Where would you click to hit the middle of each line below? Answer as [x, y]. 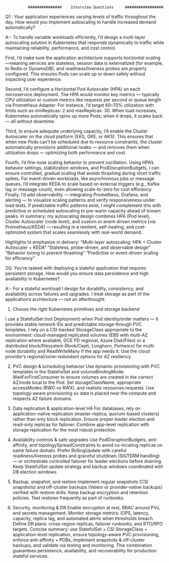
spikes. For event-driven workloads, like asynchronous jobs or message [80, 179]
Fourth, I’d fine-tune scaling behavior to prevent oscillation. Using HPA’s [79, 162]
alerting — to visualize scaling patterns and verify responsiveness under [80, 200]
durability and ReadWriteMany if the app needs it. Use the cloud [83, 351]
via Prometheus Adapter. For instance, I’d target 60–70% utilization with [79, 105]
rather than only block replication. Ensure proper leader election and [83, 419]
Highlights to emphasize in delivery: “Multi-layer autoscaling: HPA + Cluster [83, 242]
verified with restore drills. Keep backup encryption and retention [80, 492]
